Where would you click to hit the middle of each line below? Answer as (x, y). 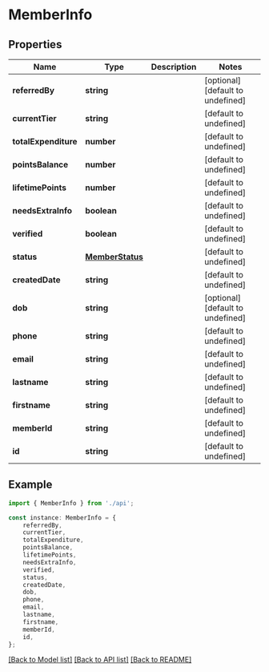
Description (174, 67)
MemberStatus (114, 257)
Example (30, 485)
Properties (35, 45)
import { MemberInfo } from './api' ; (71, 503)
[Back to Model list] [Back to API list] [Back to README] (100, 660)
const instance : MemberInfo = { (62, 518)
